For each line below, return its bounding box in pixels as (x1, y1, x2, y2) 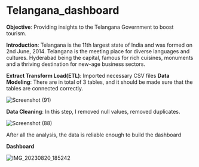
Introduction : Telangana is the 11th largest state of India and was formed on (6, 41, 193, 48)
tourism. (6, 29, 27, 37)
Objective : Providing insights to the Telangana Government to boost (6, 23, 174, 31)
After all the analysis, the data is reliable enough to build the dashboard (6, 131, 182, 138)
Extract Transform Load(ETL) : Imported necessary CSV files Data (6, 72, 170, 79)
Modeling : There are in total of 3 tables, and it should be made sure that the (6, 78, 193, 86)
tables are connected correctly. (6, 84, 84, 92)
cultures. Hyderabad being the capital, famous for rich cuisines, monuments (6, 54, 194, 61)
